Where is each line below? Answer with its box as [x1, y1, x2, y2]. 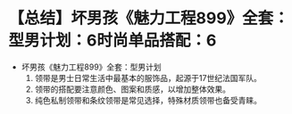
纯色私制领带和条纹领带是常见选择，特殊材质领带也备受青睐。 [34, 94, 263, 105]
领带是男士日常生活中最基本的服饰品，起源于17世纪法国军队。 [34, 72, 263, 83]
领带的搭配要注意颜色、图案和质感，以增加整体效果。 [34, 84, 231, 94]
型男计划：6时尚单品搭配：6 [8, 30, 217, 51]
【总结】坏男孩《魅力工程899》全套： [8, 8, 289, 28]
